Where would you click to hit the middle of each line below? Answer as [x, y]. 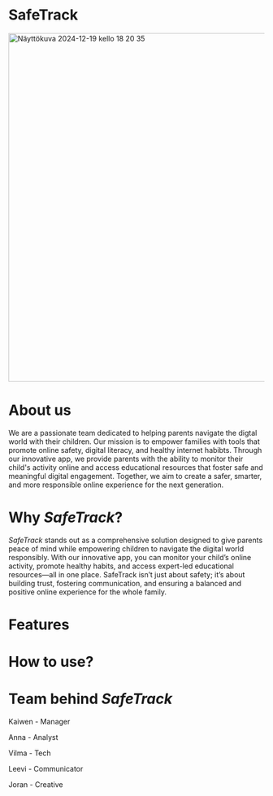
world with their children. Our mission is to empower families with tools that [134, 441]
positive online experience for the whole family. [87, 592]
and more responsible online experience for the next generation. [116, 485]
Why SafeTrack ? [66, 518]
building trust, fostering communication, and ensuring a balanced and [125, 583]
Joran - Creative [36, 785]
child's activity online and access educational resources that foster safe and [136, 467]
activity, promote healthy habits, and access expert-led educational [121, 566]
